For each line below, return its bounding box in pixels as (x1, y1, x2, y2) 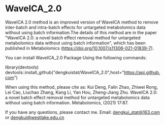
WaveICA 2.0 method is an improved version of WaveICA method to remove (5, 19, 159, 25)
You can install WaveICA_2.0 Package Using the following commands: (5, 54, 147, 60)
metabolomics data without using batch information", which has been (5, 40, 146, 46)
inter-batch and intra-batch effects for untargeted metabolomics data (5, 24, 146, 30)
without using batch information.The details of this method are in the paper (5, 29, 157, 35)
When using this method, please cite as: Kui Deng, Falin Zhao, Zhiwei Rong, (5, 84, 158, 90)
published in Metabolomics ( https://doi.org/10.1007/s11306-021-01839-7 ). (5, 45, 154, 51)
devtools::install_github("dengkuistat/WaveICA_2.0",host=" (5, 69, 125, 75)
